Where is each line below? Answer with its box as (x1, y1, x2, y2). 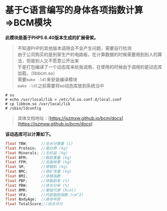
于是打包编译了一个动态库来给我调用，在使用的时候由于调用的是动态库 (17, 63, 162, 70)
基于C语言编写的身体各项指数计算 (5, 4, 143, 16)
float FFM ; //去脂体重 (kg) (5, 159, 72, 165)
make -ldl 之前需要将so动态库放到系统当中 (17, 82, 104, 88)
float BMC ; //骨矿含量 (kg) (5, 169, 72, 174)
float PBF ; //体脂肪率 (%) (5, 178, 70, 183)
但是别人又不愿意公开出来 (26, 57, 79, 63)
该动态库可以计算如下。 (5, 131, 53, 137)
